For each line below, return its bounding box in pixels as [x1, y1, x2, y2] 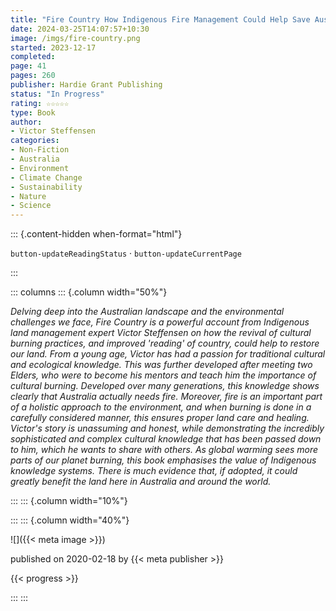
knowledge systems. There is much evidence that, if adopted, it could [10, 465, 298, 477]
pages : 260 [10, 71, 56, 81]
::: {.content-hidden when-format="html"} [10, 228, 183, 240]
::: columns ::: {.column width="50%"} [10, 286, 168, 298]
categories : [10, 136, 60, 146]
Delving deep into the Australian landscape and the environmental [10, 306, 285, 318]
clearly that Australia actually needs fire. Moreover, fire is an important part [10, 391, 323, 403]
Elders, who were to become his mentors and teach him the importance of [10, 369, 317, 381]
